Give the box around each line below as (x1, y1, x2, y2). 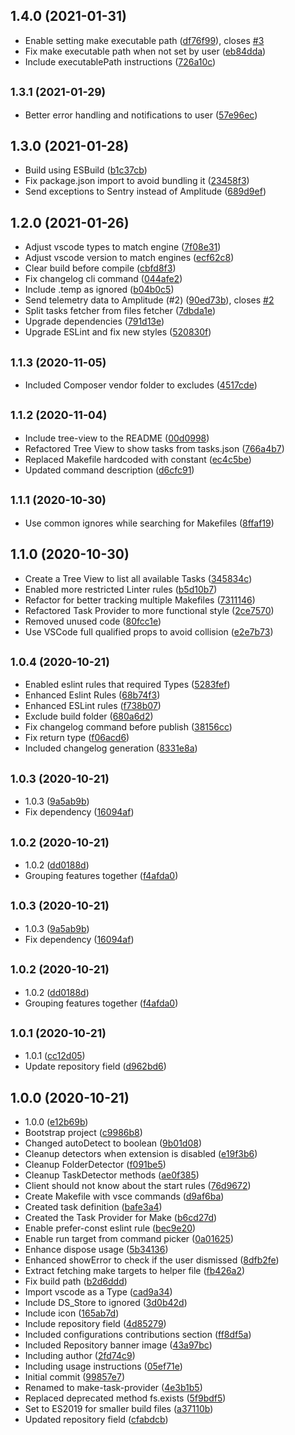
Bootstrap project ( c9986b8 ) (24, 1127, 143, 1139)
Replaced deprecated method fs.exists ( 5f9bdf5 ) (24, 1392, 227, 1404)
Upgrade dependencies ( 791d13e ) (24, 315, 165, 328)
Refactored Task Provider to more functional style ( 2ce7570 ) (24, 604, 275, 616)
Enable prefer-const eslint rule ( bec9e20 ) (24, 1222, 197, 1234)
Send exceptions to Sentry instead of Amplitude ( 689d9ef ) (24, 185, 267, 198)
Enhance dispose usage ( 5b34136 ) (24, 1244, 169, 1256)
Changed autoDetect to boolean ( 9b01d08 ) (24, 1137, 203, 1149)
